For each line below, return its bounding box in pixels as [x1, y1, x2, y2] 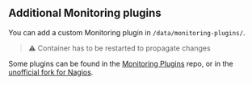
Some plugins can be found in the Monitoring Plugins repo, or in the [8, 59, 233, 68]
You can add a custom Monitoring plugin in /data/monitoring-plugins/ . [8, 27, 246, 37]
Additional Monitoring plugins [8, 6, 162, 20]
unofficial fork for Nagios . [8, 67, 94, 77]
